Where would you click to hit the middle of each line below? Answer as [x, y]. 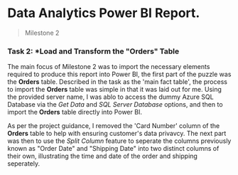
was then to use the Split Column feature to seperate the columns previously [119, 141]
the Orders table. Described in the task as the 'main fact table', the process [117, 82]
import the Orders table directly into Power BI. [75, 112]
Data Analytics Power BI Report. [104, 13]
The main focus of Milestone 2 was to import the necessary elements [109, 67]
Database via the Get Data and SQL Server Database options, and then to [115, 105]
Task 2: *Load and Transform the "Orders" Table [93, 51]
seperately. [24, 164]
